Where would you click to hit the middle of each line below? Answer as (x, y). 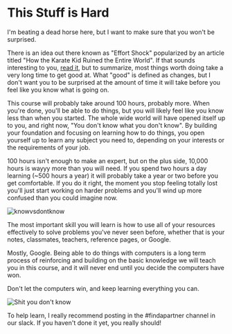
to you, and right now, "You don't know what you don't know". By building (112, 125)
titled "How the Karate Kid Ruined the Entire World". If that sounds (101, 60)
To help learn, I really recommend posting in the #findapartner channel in (111, 315)
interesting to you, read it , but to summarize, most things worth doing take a (115, 67)
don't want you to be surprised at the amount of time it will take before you (114, 82)
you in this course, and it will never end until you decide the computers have (116, 267)
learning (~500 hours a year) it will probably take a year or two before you (113, 176)
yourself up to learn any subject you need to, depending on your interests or (116, 140)
